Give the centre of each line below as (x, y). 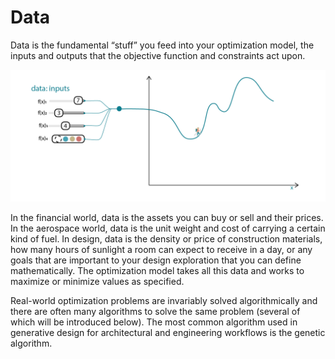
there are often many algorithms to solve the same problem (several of (155, 311)
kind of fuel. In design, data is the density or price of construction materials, (166, 238)
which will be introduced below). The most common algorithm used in (154, 322)
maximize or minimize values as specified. (97, 281)
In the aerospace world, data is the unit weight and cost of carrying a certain (168, 228)
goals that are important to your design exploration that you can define (156, 260)
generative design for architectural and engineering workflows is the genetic (168, 332)
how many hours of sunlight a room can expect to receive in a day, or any (161, 249)
